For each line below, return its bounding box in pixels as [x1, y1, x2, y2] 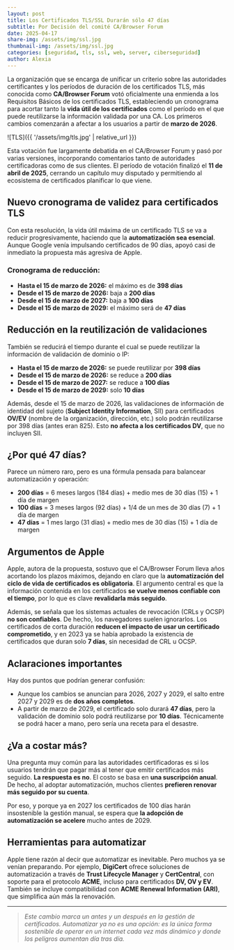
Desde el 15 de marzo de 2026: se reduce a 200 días [17, 371, 172, 379]
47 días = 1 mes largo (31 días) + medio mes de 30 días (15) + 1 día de [17, 518, 218, 527]
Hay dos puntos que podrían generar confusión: [7, 676, 145, 685]
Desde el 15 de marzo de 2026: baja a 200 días [17, 288, 155, 297]
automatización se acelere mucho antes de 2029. [7, 816, 152, 824]
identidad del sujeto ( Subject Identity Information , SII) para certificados [7, 407, 214, 415]
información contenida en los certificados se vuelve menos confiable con [7, 587, 221, 595]
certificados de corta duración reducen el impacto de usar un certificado [7, 622, 220, 631]
